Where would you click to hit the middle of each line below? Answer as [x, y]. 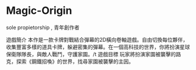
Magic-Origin [39, 11]
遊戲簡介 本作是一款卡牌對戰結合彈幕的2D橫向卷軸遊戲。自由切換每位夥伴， [97, 39]
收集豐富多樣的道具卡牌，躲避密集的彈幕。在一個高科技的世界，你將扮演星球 [98, 47]
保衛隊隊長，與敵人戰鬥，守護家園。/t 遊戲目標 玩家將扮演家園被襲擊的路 [94, 54]
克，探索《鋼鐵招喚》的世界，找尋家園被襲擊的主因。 [70, 61]
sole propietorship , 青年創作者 [43, 27]
